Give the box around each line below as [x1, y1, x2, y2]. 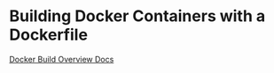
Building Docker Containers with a [9, 6, 266, 26]
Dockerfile [9, 25, 89, 45]
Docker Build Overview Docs [9, 54, 114, 64]
